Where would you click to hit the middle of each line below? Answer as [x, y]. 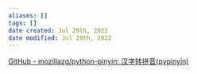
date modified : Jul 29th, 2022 [60, 38]
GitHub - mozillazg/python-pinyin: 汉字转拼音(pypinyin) [98, 61]
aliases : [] [28, 16]
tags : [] [23, 23]
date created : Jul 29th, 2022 [58, 30]
